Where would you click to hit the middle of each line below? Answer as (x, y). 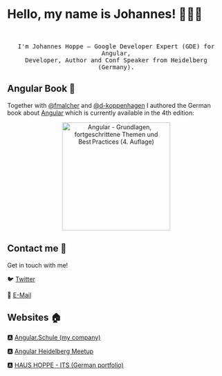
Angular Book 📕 (41, 89)
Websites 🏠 (34, 317)
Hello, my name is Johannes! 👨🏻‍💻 (105, 14)
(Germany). (116, 67)
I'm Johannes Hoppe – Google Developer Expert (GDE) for (116, 46)
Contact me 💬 (37, 248)
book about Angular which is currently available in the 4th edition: (101, 113)
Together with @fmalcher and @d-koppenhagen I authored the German (109, 105)
